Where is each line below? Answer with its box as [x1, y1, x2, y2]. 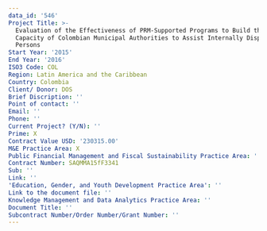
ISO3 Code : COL [8, 64, 59, 71]
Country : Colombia [8, 78, 69, 86]
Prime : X [8, 129, 37, 137]
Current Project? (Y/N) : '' [8, 122, 102, 130]
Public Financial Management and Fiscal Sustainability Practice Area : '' [8, 152, 261, 160]
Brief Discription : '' [8, 93, 83, 101]
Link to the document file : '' [8, 188, 112, 197]
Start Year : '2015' [8, 48, 73, 56]
